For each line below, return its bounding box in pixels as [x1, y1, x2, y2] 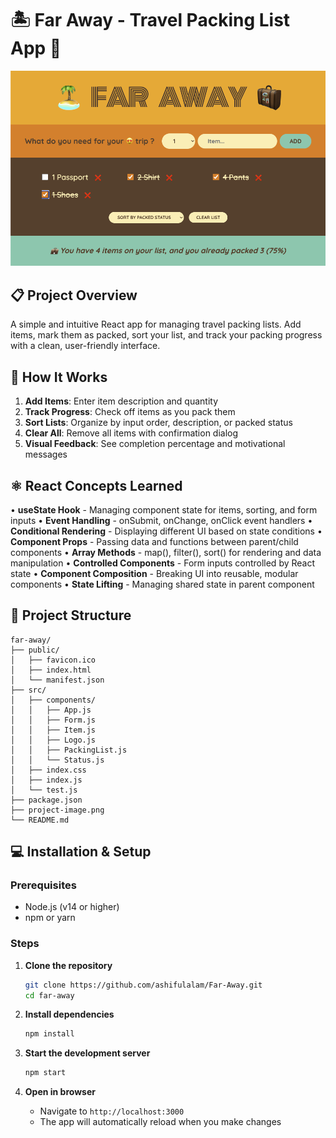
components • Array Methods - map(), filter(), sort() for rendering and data [10, 546, 322, 558]
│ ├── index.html [10, 665, 92, 675]
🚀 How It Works [10, 368, 108, 386]
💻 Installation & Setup [10, 843, 152, 861]
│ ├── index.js [10, 775, 83, 785]
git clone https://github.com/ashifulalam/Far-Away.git [24, 980, 263, 990]
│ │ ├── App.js [10, 705, 92, 715]
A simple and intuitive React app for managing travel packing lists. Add [10, 318, 302, 331]
